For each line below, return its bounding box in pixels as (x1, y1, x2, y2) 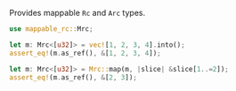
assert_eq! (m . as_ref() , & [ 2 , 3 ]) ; (9, 72, 138, 82)
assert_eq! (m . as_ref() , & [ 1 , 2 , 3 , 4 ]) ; (9, 49, 162, 57)
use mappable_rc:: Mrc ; (9, 25, 94, 34)
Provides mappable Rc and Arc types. (9, 8, 145, 18)
